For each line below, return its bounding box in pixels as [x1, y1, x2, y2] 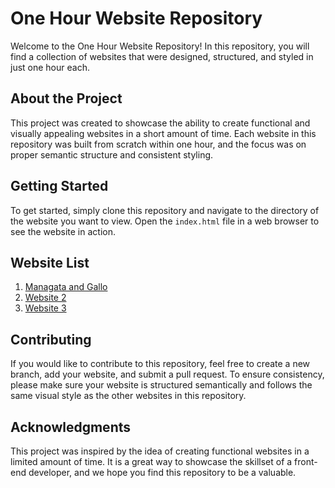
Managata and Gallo [24, 281, 108, 293]
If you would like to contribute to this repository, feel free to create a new [10, 358, 311, 370]
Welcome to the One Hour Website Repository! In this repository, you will [10, 40, 310, 52]
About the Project [10, 90, 123, 107]
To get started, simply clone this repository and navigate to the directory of [10, 204, 320, 216]
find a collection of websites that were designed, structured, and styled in [10, 50, 314, 62]
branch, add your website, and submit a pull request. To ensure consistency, [10, 368, 325, 381]
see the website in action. [10, 225, 116, 237]
